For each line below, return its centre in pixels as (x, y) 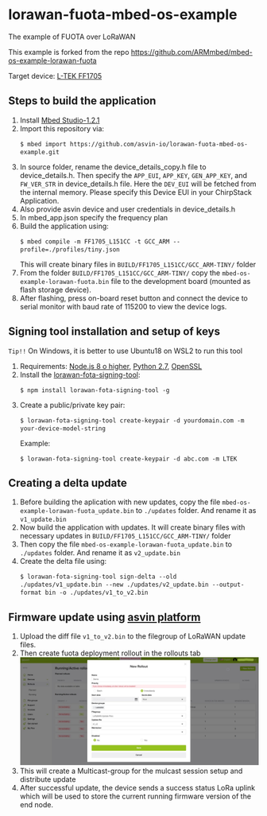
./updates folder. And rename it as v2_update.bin (100, 553)
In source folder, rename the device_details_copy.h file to (113, 167)
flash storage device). (55, 289)
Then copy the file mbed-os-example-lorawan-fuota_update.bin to (126, 544)
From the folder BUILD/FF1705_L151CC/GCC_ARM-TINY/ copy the (120, 273)
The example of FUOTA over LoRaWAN (72, 37)
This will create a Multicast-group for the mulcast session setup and (131, 771)
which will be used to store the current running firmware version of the (135, 796)
